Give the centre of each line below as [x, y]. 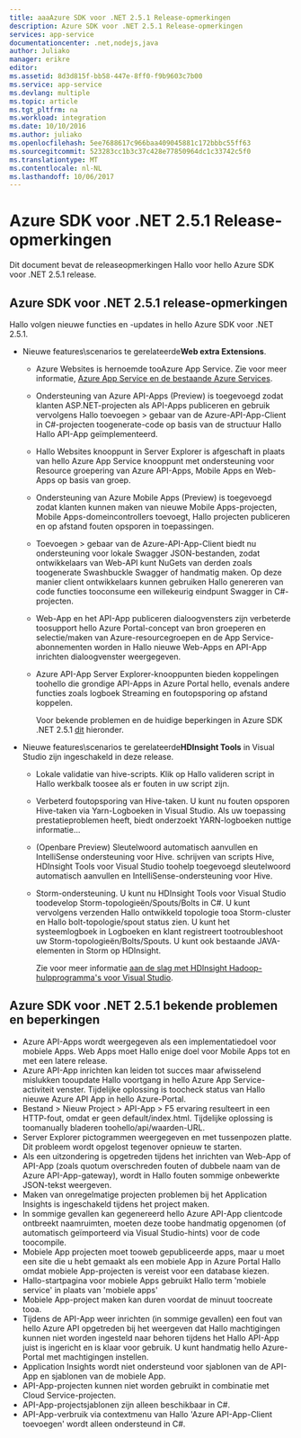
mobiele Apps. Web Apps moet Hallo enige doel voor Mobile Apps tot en [156, 1051]
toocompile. [44, 1242]
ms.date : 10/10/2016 [48, 127]
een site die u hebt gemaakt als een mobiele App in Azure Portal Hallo [151, 1261]
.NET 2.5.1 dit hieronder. [80, 730]
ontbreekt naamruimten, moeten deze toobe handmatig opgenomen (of [154, 1223]
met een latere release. [65, 1060]
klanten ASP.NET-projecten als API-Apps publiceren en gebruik [153, 405]
